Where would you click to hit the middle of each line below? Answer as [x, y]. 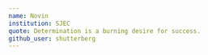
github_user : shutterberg [52, 38]
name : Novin [28, 16]
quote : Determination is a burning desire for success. [104, 31]
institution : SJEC [39, 23]
